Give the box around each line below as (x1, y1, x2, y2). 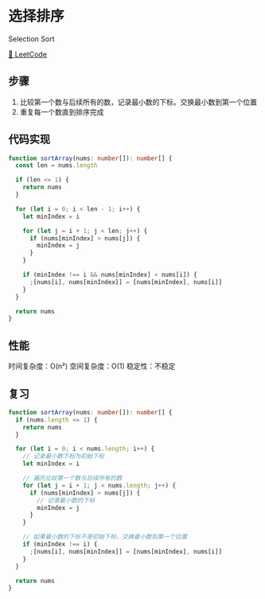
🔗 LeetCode (8, 49, 48, 59)
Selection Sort (8, 33, 55, 44)
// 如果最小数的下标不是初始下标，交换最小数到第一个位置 (22, 533, 188, 541)
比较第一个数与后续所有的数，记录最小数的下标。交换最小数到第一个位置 (19, 97, 257, 107)
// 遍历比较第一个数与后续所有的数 (22, 474, 123, 482)
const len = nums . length (15, 161, 98, 169)
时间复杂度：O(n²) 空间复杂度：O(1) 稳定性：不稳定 (8, 361, 176, 371)
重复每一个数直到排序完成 (19, 107, 104, 116)
